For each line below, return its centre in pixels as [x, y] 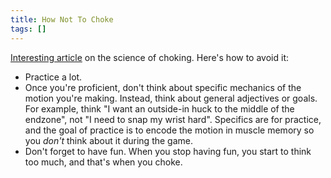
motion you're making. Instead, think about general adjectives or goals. [171, 98]
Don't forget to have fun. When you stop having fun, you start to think [168, 151]
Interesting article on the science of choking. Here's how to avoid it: [149, 57]
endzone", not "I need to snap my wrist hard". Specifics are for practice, [173, 119]
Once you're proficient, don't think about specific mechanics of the [163, 87]
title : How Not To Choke [62, 19]
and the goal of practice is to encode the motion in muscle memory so [169, 130]
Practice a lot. [53, 77]
